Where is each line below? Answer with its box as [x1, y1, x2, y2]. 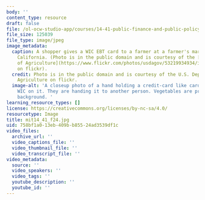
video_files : [6, 128, 40, 134]
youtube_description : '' [12, 179, 75, 185]
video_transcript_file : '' [12, 151, 81, 157]
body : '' [6, 9, 29, 15]
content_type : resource [6, 15, 67, 21]
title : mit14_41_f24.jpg [6, 116, 70, 123]
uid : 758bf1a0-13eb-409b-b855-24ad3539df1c [6, 123, 119, 129]
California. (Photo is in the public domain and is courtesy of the [17, 54, 195, 60]
